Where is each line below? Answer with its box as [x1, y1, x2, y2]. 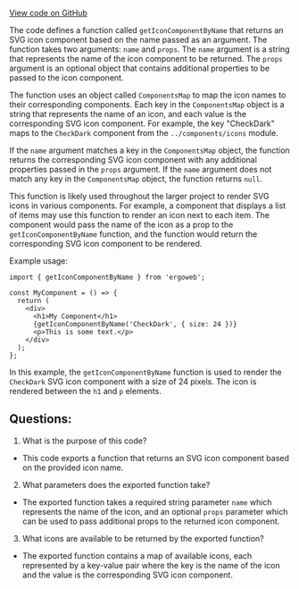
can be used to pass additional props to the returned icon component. [21, 516, 280, 526]
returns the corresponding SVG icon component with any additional [9, 155, 257, 164]
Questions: [9, 411, 72, 427]
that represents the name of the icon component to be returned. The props [9, 54, 283, 63]
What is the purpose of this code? [21, 435, 147, 446]
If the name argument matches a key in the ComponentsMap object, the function [9, 145, 290, 156]
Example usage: [9, 256, 69, 266]
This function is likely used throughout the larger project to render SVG [9, 191, 270, 201]
